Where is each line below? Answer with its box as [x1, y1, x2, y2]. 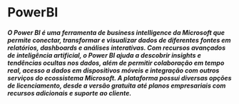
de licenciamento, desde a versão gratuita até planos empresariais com [7, 81, 226, 90]
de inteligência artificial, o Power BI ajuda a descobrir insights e [7, 51, 201, 59]
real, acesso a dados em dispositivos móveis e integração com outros [7, 66, 220, 75]
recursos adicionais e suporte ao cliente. [7, 88, 132, 97]
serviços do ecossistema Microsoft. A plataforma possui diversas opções [7, 73, 232, 82]
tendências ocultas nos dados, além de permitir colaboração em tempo [7, 58, 225, 67]
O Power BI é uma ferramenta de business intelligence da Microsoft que [7, 28, 225, 36]
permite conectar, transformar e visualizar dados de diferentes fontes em [7, 36, 231, 44]
